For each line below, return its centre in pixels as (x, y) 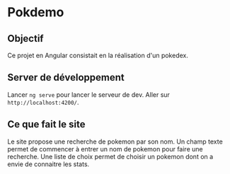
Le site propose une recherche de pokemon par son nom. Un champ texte (115, 141)
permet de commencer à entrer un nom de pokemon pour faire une (105, 149)
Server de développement (66, 77)
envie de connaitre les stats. (48, 164)
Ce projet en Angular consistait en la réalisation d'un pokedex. (98, 55)
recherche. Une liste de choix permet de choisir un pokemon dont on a (110, 156)
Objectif (25, 39)
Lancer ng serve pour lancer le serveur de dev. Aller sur (88, 94)
